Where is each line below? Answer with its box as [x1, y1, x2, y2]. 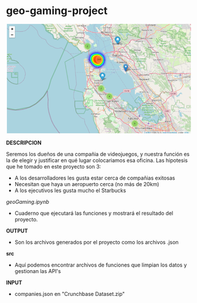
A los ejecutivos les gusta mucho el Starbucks [14, 187, 126, 194]
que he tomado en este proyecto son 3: [6, 163, 101, 170]
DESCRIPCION [6, 139, 42, 146]
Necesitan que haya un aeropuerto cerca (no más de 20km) [14, 181, 159, 188]
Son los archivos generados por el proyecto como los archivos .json [14, 239, 179, 246]
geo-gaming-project [6, 4, 108, 18]
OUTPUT [6, 227, 28, 234]
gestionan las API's [14, 268, 62, 275]
